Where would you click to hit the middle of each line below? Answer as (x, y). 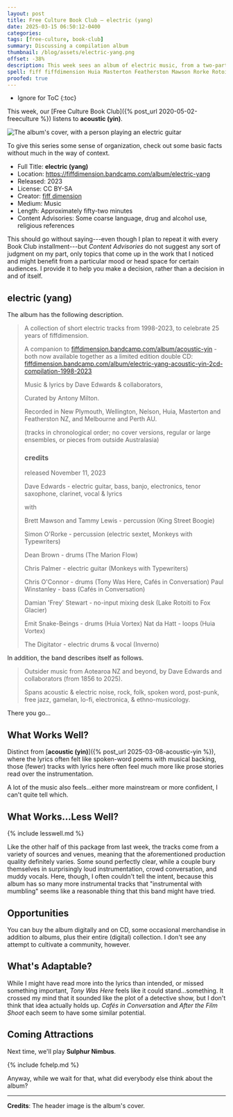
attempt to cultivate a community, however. (69, 944)
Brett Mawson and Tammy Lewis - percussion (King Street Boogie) (119, 521)
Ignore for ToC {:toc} (47, 98)
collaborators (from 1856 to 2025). (73, 679)
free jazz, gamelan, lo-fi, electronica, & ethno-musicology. (107, 700)
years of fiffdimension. (56, 336)
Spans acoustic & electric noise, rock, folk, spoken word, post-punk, (122, 692)
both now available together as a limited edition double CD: (109, 357)
